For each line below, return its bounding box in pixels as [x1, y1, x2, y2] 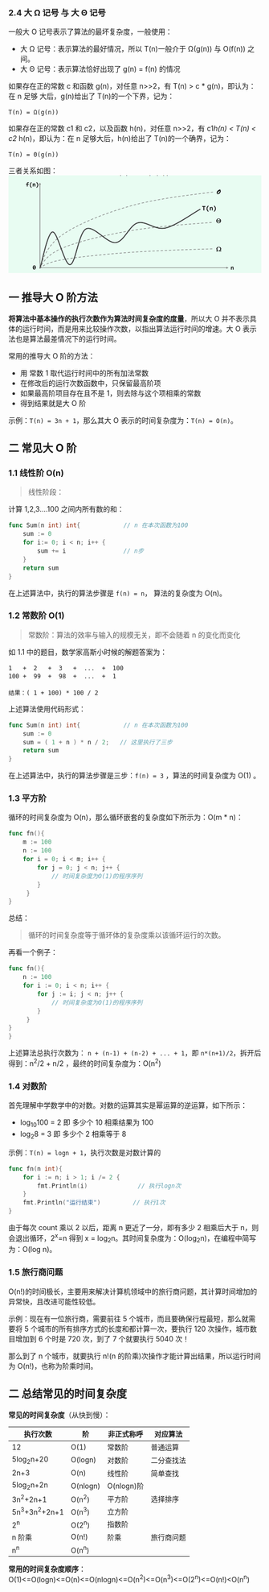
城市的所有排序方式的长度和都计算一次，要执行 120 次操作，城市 [37, 1324, 251, 1333]
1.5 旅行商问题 [8, 1267, 63, 1278]
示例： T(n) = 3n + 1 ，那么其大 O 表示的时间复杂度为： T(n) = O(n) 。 [8, 415, 238, 425]
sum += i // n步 [37, 547, 145, 555]
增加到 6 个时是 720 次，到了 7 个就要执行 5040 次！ [14, 1333, 190, 1343]
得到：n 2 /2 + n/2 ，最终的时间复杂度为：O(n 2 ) [8, 1057, 162, 1068]
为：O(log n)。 [8, 1245, 57, 1254]
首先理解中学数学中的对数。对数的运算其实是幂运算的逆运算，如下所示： [8, 1101, 247, 1110]
